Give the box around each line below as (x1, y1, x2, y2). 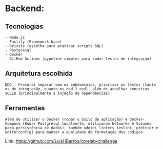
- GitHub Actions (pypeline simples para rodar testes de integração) (5, 56, 152, 61)
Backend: (5, 3, 44, 14)
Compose (5, 121, 21, 126)
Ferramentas (5, 104, 45, 112)
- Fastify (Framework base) (5, 39, 62, 44)
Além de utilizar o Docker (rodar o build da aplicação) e (5, 117, 128, 122)
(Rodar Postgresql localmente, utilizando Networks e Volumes (22, 121, 152, 126)
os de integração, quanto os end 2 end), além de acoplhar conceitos (5, 86, 150, 91)
